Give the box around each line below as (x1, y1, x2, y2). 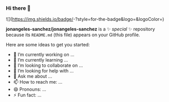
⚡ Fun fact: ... (13, 92, 42, 98)
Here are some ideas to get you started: (6, 42, 90, 48)
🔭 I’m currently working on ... (13, 52, 74, 58)
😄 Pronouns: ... (13, 86, 47, 92)
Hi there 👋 (6, 5, 31, 12)
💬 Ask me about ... (13, 73, 52, 80)
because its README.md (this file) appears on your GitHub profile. (6, 32, 140, 38)
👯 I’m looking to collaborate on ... (13, 62, 83, 68)
